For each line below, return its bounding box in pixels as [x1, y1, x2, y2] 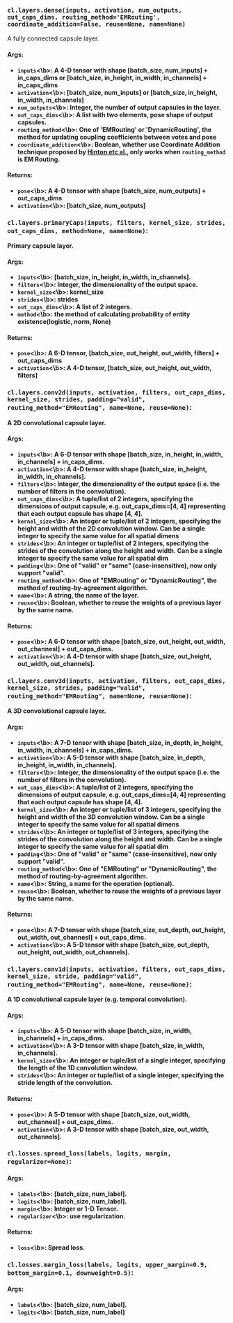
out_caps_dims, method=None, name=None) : [7, 226, 148, 235]
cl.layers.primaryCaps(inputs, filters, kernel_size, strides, [7, 219, 226, 226]
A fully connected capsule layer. [7, 34, 99, 43]
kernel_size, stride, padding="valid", [7, 972, 143, 980]
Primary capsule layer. [7, 242, 74, 250]
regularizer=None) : [7, 1157, 72, 1167]
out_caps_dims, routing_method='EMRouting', [7, 13, 161, 21]
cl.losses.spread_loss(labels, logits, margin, [7, 1150, 172, 1158]
